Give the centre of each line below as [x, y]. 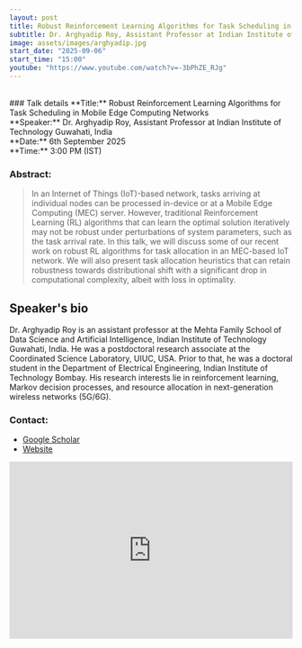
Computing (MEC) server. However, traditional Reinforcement [145, 213]
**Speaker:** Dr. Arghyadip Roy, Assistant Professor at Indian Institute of [145, 121]
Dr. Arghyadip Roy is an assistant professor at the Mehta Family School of [146, 329]
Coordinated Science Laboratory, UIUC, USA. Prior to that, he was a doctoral [151, 358]
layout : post [34, 18]
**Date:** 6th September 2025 [67, 141]
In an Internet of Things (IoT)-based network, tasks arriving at [146, 193]
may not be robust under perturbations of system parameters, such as [161, 232]
